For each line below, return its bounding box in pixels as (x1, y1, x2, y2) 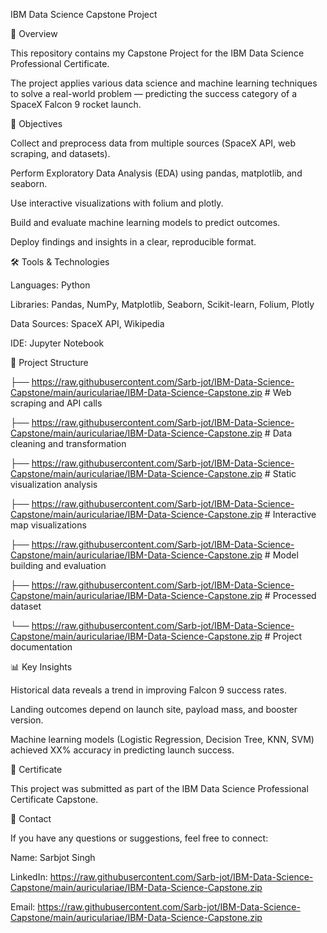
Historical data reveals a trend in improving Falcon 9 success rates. (10, 684, 287, 696)
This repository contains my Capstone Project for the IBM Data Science (10, 47, 305, 59)
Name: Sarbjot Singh (10, 852, 96, 863)
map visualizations (10, 519, 87, 531)
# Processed (264, 590, 317, 601)
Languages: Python (10, 279, 91, 291)
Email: (10, 901, 36, 913)
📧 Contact (10, 813, 52, 824)
